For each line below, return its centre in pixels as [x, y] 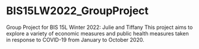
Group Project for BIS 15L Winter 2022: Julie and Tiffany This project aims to [99, 27]
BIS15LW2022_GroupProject [78, 11]
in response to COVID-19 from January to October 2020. [75, 40]
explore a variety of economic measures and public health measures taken [97, 33]
